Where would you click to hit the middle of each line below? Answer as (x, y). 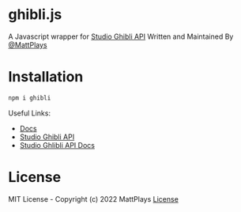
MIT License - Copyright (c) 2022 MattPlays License (94, 199)
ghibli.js (35, 15)
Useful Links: (30, 113)
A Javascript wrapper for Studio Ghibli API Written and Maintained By (121, 36)
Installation (46, 77)
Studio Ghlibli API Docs (57, 145)
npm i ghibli (30, 98)
